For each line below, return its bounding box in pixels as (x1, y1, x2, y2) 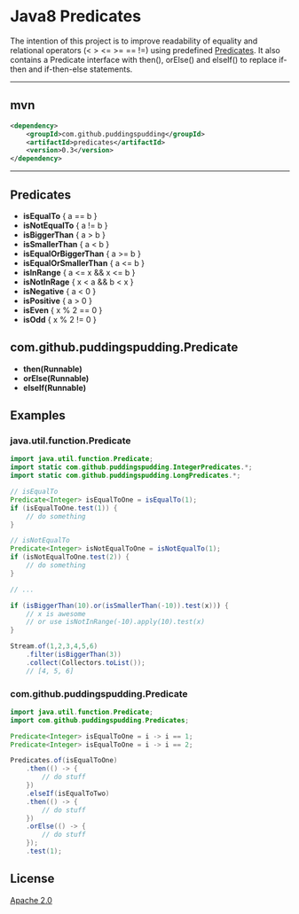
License (10, 871, 55, 887)
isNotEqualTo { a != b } (22, 220, 109, 230)
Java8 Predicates (10, 6, 141, 27)
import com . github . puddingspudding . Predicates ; (10, 715, 190, 724)
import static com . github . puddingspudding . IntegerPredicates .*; (10, 463, 253, 472)
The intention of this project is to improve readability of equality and (10, 35, 258, 46)
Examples (10, 408, 66, 423)
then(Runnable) (22, 363, 83, 374)
